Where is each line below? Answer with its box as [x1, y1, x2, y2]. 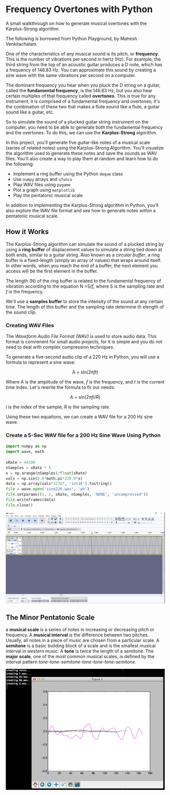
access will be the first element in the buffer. [6, 268, 98, 274]
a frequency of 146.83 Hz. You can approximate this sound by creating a [6, 67, 156, 73]
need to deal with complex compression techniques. [6, 344, 115, 350]
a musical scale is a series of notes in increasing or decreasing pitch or [6, 627, 154, 633]
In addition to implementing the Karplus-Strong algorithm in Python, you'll [6, 202, 158, 208]
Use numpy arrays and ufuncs [13, 176, 73, 182]
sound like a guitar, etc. [6, 109, 54, 115]
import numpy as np [6, 444, 47, 449]
